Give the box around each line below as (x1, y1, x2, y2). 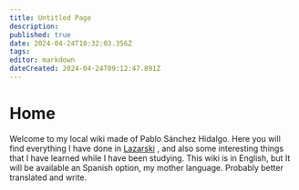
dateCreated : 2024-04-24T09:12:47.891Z (9, 65, 161, 74)
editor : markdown (9, 55, 76, 65)
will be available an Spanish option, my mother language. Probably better (9, 162, 284, 173)
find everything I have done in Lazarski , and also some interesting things (9, 143, 284, 154)
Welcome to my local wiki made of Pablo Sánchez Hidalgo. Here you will (9, 133, 281, 144)
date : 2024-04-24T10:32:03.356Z (9, 38, 132, 48)
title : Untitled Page (9, 13, 92, 23)
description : (9, 22, 59, 31)
